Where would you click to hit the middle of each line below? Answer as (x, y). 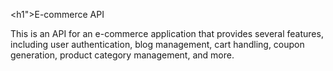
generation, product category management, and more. (122, 55)
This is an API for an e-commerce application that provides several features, (167, 33)
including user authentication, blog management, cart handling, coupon (157, 44)
